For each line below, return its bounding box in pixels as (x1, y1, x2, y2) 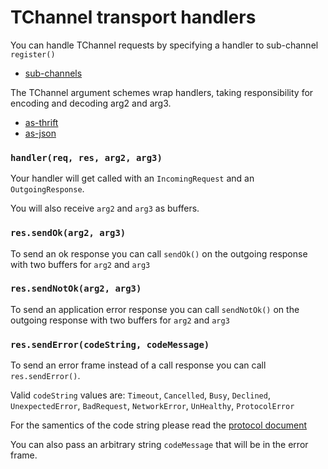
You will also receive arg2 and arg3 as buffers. (10, 202, 200, 215)
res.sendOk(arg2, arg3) (10, 227, 127, 239)
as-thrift (24, 116, 59, 128)
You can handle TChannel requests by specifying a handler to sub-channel (10, 39, 319, 51)
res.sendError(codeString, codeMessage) (10, 339, 210, 350)
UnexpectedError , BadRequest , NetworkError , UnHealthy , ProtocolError (10, 400, 295, 412)
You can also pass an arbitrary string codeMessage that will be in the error (10, 439, 309, 451)
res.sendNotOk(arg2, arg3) (10, 283, 142, 295)
